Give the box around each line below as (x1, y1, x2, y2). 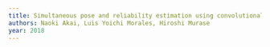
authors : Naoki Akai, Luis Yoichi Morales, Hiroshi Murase (8, 19, 211, 27)
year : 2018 (8, 26, 45, 34)
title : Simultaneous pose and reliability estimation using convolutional (8, 11, 264, 20)
